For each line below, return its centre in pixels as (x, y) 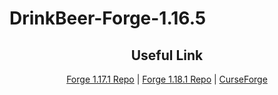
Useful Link (167, 55)
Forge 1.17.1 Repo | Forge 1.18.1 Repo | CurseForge (167, 79)
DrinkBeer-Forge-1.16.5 (108, 18)
